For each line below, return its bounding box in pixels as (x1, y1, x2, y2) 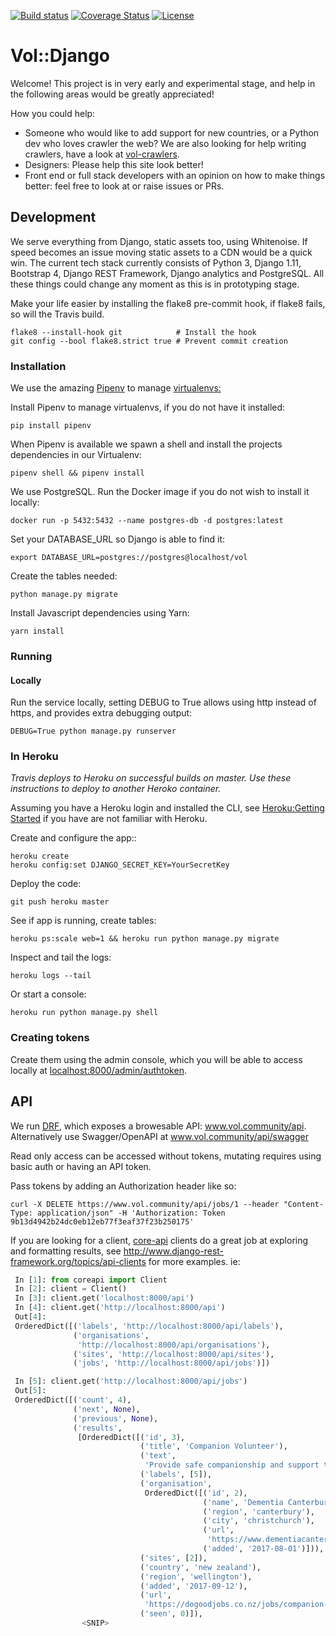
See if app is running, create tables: (10, 915, 157, 927)
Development (10, 209, 97, 226)
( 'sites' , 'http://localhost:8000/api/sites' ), (73, 1349, 275, 1359)
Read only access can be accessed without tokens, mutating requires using (10, 1150, 322, 1162)
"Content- (283, 1199, 325, 1209)
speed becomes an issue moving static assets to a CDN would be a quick (10, 246, 313, 258)
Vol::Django (10, 45, 111, 67)
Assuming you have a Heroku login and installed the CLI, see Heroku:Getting (10, 802, 325, 814)
